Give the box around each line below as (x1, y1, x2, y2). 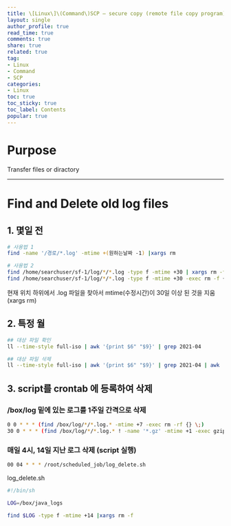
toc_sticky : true (7, 100, 57, 107)
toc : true (7, 94, 36, 101)
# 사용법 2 (7, 263, 34, 270)
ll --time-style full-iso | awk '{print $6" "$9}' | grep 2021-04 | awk (7, 362, 220, 369)
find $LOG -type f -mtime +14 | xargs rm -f (7, 512, 134, 519)
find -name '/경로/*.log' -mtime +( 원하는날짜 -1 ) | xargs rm (7, 250, 176, 257)
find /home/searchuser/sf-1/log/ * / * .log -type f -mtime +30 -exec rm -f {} (7, 275, 229, 283)
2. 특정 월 (7, 318, 45, 330)
